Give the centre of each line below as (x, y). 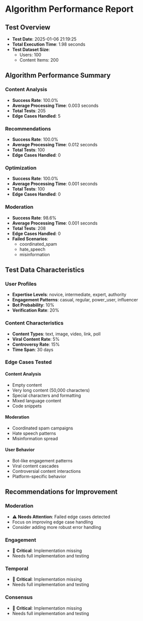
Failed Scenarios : (30, 239)
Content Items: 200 (39, 60)
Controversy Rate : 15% (36, 344)
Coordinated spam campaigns (43, 428)
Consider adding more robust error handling (57, 527)
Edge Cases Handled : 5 (36, 116)
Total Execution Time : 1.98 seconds (49, 44)
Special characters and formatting (47, 395)
